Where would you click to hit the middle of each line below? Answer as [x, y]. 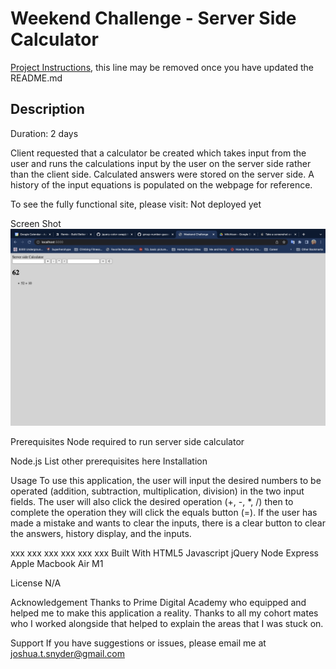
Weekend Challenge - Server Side [153, 18]
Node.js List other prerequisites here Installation [109, 461]
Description [47, 109]
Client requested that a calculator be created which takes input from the [158, 153]
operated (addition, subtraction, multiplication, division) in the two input [157, 491]
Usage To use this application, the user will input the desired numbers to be [166, 480]
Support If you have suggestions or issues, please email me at [138, 643]
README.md [36, 78]
